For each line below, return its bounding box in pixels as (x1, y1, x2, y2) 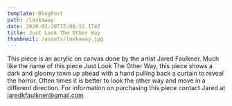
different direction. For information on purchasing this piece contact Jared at (7, 84, 226, 92)
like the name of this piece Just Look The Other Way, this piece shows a (7, 62, 213, 70)
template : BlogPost (7, 10, 64, 17)
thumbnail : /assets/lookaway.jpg (7, 36, 104, 43)
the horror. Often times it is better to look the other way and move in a (7, 76, 206, 85)
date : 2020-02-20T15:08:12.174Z (7, 23, 100, 30)
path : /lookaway (7, 17, 54, 23)
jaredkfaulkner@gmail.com (7, 91, 84, 100)
